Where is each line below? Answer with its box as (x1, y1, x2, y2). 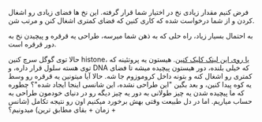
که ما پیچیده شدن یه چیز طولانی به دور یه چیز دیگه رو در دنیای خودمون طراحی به (8, 88, 245, 98)
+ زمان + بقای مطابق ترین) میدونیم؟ (8, 105, 116, 114)
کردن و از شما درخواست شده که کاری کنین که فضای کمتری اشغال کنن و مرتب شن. (8, 16, 255, 25)
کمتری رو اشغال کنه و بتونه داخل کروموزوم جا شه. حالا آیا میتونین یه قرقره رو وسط (8, 72, 253, 80)
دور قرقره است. (8, 39, 57, 49)
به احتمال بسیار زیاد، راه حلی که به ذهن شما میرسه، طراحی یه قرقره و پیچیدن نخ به (8, 31, 253, 40)
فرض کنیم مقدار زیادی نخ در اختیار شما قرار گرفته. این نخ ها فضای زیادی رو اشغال (8, 8, 249, 17)
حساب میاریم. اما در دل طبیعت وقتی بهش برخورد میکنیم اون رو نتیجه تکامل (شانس (8, 97, 253, 105)
